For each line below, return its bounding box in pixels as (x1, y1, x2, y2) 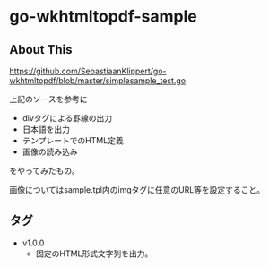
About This (9, 42, 74, 57)
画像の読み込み (22, 146, 78, 157)
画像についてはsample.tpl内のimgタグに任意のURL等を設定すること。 (9, 185, 265, 194)
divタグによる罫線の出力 (22, 113, 113, 123)
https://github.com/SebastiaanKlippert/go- (9, 65, 168, 76)
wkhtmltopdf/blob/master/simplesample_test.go (9, 75, 187, 86)
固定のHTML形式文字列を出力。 (35, 248, 153, 259)
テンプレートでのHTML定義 (22, 135, 124, 145)
